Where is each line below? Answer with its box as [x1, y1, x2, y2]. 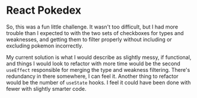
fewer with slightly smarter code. [6, 85, 87, 92]
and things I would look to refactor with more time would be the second [6, 60, 181, 67]
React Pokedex [6, 4, 82, 17]
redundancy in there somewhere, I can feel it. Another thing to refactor [6, 72, 179, 80]
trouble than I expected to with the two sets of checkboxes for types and [6, 29, 184, 36]
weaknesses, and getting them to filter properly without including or [6, 36, 172, 43]
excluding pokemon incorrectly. [6, 42, 84, 49]
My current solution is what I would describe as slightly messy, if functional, [6, 53, 192, 61]
